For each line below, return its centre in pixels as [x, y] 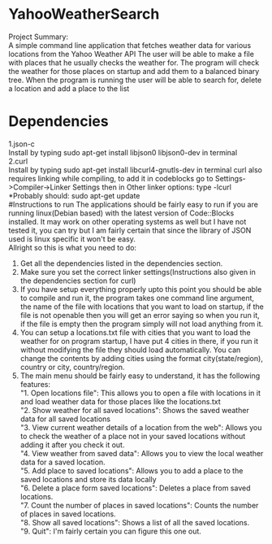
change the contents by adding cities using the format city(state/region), [142, 358]
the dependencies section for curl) [78, 281]
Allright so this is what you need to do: [72, 247]
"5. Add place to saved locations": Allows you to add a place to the [132, 470]
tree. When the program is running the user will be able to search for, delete [135, 80]
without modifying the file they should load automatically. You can [130, 350]
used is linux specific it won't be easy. [72, 239]
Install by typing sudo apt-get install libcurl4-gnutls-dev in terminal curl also [135, 170]
